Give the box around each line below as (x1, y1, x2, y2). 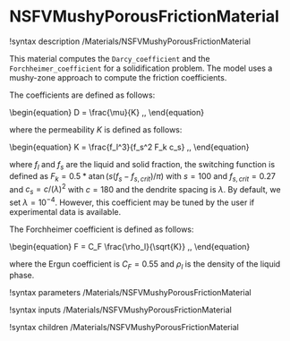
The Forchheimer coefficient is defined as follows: (9, 224, 194, 234)
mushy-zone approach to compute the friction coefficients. (9, 72, 227, 82)
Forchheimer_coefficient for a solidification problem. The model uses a (9, 63, 273, 73)
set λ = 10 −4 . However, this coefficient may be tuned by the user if (9, 195, 255, 208)
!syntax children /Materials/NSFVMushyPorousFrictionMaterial (9, 322, 239, 333)
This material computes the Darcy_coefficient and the (9, 53, 210, 64)
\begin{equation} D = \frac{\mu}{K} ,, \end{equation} (9, 107, 204, 117)
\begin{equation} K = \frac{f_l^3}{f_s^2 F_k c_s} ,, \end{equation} (9, 141, 250, 152)
